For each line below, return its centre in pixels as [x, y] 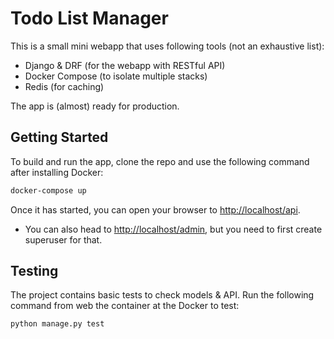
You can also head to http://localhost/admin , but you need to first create [173, 229]
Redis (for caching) [64, 86]
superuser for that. [63, 239]
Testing [34, 271]
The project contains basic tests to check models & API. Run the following [162, 295]
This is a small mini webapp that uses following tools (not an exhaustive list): [167, 46]
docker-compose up [48, 190]
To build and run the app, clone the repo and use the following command [160, 161]
